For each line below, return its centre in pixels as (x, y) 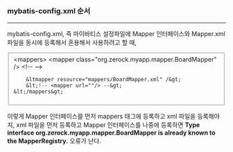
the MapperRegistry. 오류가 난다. (54, 141)
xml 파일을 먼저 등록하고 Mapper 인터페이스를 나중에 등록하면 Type (108, 125)
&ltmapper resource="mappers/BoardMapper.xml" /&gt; (104, 80)
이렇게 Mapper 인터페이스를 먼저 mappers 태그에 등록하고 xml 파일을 (102, 116)
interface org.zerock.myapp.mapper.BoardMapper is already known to (112, 133)
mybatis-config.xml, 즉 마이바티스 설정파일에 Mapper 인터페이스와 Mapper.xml (116, 34)
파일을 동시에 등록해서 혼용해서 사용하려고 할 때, (72, 42)
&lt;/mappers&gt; (38, 92)
